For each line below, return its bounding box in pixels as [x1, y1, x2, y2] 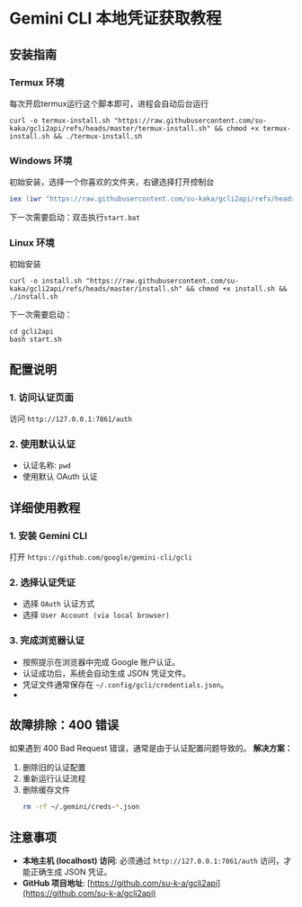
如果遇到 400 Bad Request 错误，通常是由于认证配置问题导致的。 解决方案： [9, 743, 293, 754]
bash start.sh [9, 335, 63, 345]
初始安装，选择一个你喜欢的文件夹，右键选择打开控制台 [9, 176, 214, 187]
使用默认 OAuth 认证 [22, 471, 98, 482]
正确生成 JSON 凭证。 [30, 867, 112, 877]
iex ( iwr [9, 194, 42, 203]
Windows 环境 [9, 154, 73, 166]
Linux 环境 [9, 236, 56, 248]
